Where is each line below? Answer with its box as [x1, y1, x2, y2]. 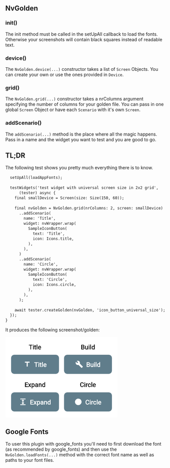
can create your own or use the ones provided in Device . [5, 71, 124, 77]
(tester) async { [18, 191, 56, 196]
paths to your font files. [5, 457, 55, 463]
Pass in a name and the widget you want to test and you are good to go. [5, 136, 157, 142]
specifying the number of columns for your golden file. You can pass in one [5, 101, 164, 108]
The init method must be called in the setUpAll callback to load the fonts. [5, 31, 158, 37]
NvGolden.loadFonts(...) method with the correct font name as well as [5, 452, 154, 458]
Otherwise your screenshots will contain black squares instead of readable [5, 36, 162, 42]
